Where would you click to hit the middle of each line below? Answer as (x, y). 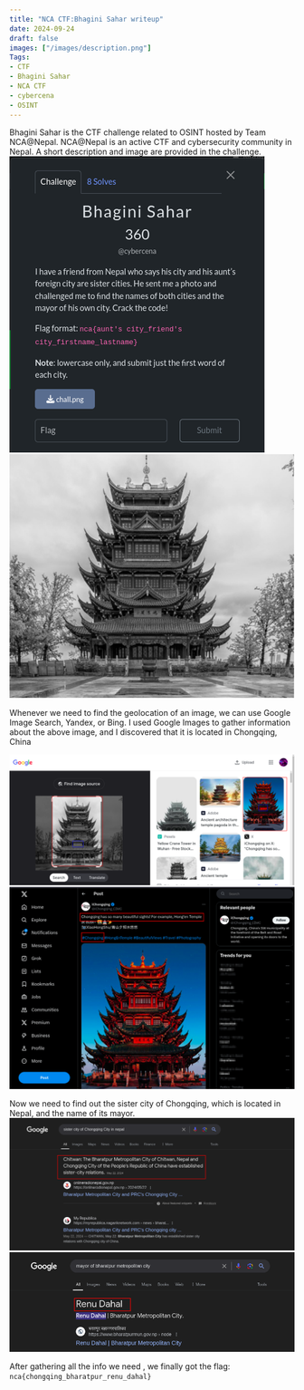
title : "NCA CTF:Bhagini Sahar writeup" (87, 19)
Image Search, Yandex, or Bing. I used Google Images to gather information (150, 723)
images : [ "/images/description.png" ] (81, 48)
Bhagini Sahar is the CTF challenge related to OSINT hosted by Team (138, 132)
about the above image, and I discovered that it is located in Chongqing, (143, 732)
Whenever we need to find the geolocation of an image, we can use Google (150, 713)
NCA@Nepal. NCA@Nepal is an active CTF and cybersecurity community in (151, 141)
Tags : (19, 58)
